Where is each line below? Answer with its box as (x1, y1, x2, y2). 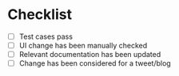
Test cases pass (18, 32, 74, 41)
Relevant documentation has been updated (18, 50, 161, 59)
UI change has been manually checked (18, 41, 148, 50)
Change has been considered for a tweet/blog (18, 59, 171, 68)
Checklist (7, 6, 73, 24)
